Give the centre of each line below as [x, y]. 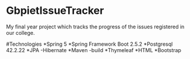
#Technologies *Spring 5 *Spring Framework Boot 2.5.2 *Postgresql [89, 44]
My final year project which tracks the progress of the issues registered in [95, 27]
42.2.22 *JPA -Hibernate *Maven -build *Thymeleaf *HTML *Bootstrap [94, 50]
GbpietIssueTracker [55, 11]
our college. [21, 32]
